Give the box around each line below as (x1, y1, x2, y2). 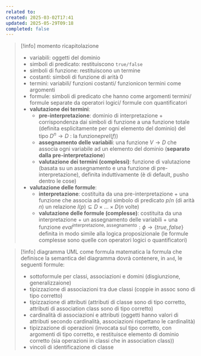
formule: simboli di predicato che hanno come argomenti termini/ (29, 93, 192, 100)
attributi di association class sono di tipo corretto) (29, 305, 154, 312)
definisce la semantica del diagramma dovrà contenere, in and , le (20, 254, 183, 262)
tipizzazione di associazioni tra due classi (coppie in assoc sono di (29, 285, 196, 292)
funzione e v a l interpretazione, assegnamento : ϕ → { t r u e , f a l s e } (38, 222, 184, 231)
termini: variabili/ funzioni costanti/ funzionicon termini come (29, 80, 182, 87)
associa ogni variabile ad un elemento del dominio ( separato (38, 145, 190, 152)
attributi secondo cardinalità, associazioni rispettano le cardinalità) (29, 317, 196, 325)
